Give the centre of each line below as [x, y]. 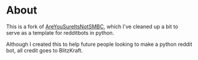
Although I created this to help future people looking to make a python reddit [99, 44]
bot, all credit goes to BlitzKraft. [45, 50]
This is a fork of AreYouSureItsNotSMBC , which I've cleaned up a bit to [92, 26]
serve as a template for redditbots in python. [60, 32]
